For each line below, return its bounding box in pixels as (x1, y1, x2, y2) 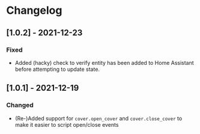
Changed (6, 101, 34, 109)
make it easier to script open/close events (14, 121, 119, 128)
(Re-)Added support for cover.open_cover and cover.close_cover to (14, 115, 183, 122)
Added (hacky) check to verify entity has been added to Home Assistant (14, 59, 194, 66)
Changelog (6, 4, 62, 17)
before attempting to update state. (14, 65, 100, 73)
